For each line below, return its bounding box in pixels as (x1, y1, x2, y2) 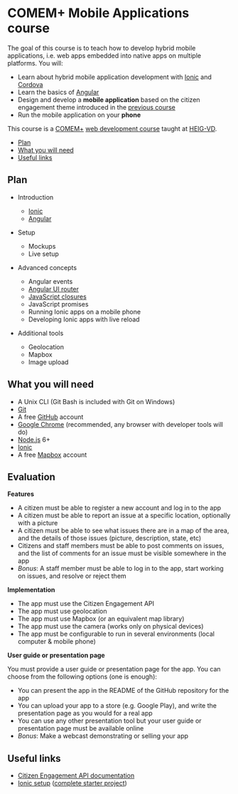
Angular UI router (28, 284, 80, 293)
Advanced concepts (17, 263, 77, 272)
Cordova (17, 80, 43, 88)
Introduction (17, 192, 54, 201)
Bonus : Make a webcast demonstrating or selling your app (17, 732, 189, 741)
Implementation (7, 586, 55, 594)
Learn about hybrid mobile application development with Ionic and (17, 73, 212, 81)
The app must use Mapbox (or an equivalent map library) (17, 614, 185, 623)
